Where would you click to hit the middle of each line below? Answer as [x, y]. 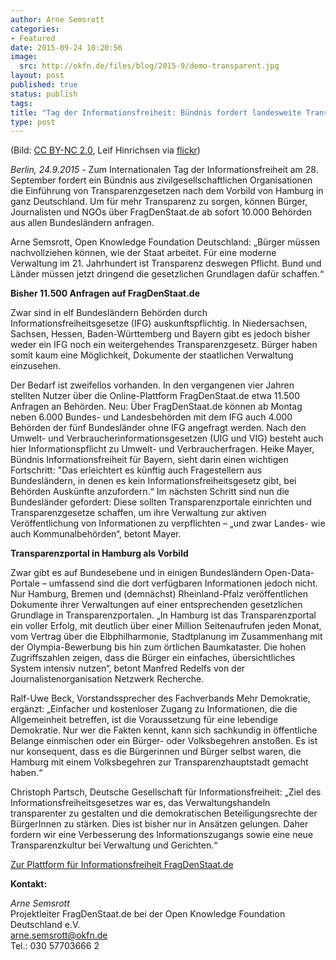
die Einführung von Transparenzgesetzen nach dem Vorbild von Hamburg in [167, 191]
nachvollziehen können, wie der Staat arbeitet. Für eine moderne [143, 253]
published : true [44, 85]
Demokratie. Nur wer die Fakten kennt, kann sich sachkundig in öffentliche [164, 730]
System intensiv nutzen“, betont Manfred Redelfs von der [128, 668]
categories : [35, 29]
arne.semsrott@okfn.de [59, 935]
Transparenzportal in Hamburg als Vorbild [99, 553]
